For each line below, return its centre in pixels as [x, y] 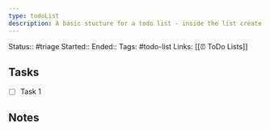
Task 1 [31, 92]
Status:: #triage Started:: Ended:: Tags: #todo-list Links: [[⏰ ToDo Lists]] [128, 46]
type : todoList [34, 16]
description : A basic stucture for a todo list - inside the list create [135, 23]
